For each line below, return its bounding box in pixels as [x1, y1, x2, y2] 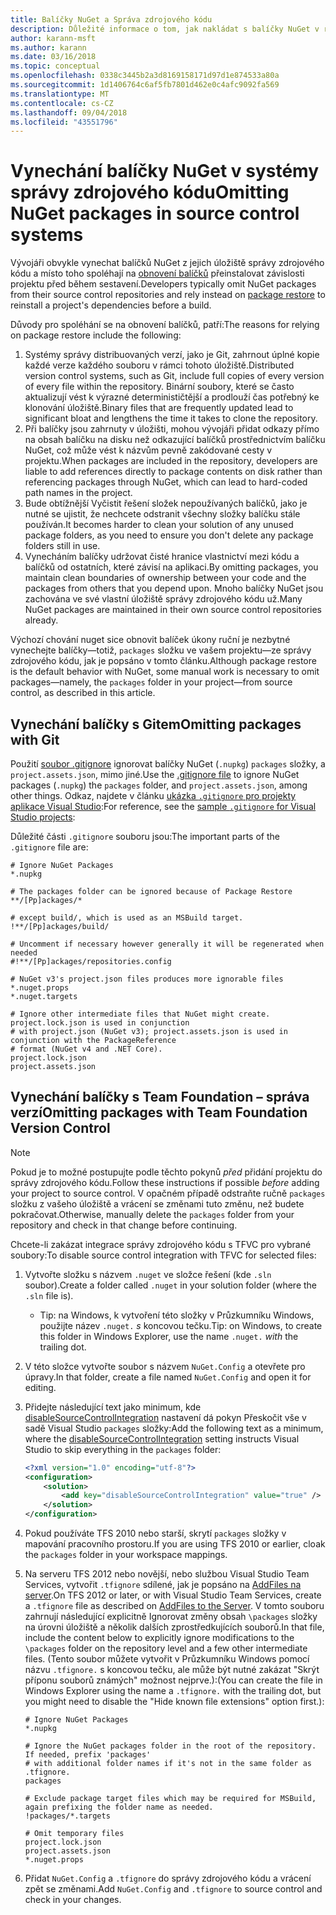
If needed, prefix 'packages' [24, 1750, 152, 1760]
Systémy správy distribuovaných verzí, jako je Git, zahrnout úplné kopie [24, 349, 320, 361]
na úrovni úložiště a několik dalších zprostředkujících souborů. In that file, [24, 1621, 325, 1633]
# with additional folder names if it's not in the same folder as [24, 1759, 312, 1769]
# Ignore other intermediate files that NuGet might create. [10, 1009, 271, 1019]
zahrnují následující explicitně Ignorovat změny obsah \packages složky [24, 1611, 318, 1623]
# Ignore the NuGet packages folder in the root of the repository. [24, 1741, 317, 1751]
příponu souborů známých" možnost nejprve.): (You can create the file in [24, 1674, 323, 1686]
